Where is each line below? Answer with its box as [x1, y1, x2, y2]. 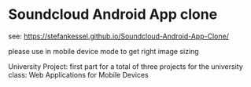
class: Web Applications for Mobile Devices [8, 70, 149, 79]
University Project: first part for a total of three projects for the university [8, 61, 243, 71]
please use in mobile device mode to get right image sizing [8, 46, 199, 56]
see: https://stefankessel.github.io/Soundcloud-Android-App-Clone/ [8, 31, 230, 41]
